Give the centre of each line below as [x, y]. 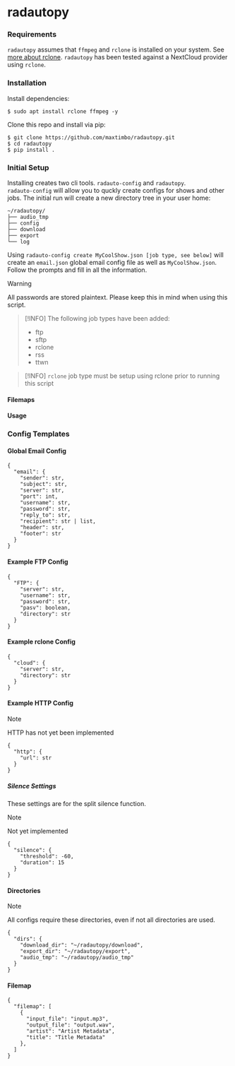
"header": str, [42, 528]
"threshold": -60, [47, 856]
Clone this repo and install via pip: [56, 124]
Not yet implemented [38, 831]
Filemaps [21, 399]
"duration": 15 [42, 863]
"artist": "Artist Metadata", [70, 1031]
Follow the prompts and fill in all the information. [77, 270]
